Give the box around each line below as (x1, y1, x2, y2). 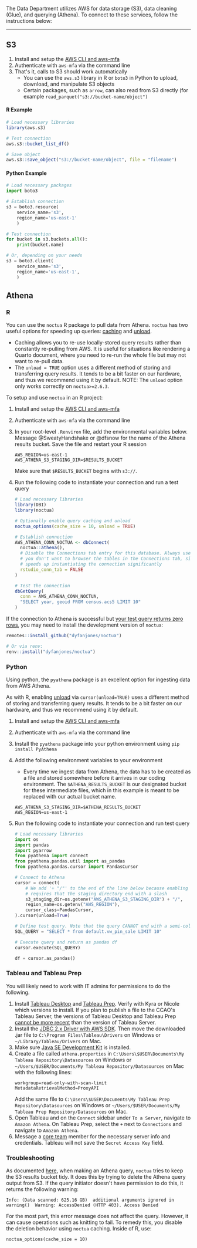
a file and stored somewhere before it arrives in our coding (23, 774, 165, 781)
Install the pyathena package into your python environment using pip (14, 740, 180, 747)
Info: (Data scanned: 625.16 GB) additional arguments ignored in (6, 1197, 175, 1203)
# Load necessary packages (6, 182, 72, 188)
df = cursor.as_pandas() (14, 955, 76, 961)
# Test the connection (14, 583, 70, 589)
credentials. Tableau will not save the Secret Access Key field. (14, 1139, 164, 1146)
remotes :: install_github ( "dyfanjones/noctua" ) (6, 633, 122, 639)
